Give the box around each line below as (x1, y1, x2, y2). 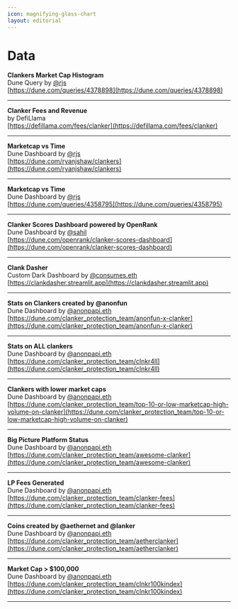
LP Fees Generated (7, 478, 64, 487)
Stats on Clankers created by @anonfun (7, 299, 127, 307)
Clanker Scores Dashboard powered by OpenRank (7, 221, 158, 229)
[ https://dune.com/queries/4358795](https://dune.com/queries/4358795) (7, 200, 223, 209)
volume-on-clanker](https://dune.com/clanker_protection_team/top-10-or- (7, 407, 225, 416)
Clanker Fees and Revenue (7, 106, 88, 115)
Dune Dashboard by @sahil (7, 228, 87, 236)
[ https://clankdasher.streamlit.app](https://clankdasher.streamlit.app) (7, 278, 209, 287)
